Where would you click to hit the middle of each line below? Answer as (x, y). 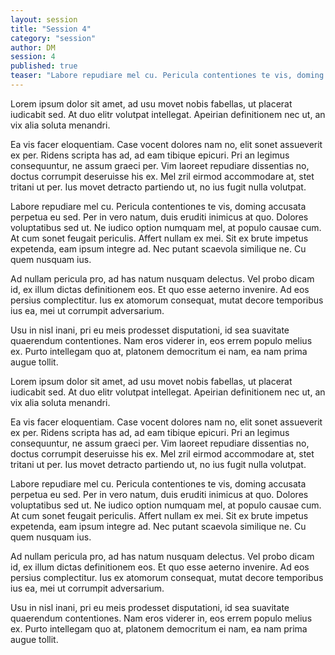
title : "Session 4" (51, 29)
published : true (44, 66)
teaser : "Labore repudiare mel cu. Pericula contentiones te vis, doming (167, 76)
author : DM (33, 47)
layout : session (44, 19)
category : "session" (53, 38)
